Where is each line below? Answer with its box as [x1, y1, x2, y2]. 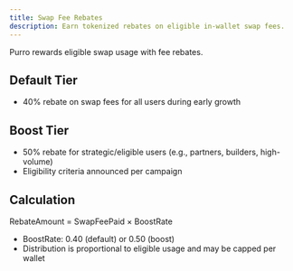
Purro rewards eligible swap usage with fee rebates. [9, 46, 203, 57]
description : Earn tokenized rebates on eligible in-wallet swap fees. [9, 22, 285, 31]
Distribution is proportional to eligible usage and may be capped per [22, 243, 277, 254]
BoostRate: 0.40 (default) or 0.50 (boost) [22, 233, 175, 244]
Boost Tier [9, 123, 70, 138]
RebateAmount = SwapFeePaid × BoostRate [9, 216, 174, 227]
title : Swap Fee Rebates [9, 13, 103, 23]
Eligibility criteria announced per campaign [22, 166, 183, 177]
